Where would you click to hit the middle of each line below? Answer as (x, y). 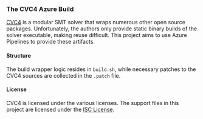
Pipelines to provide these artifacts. (51, 42)
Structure (19, 55)
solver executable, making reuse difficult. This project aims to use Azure (97, 35)
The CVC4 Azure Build (40, 9)
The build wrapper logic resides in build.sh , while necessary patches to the (101, 69)
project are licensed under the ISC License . (60, 109)
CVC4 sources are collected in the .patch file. (64, 75)
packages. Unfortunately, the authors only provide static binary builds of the (102, 29)
